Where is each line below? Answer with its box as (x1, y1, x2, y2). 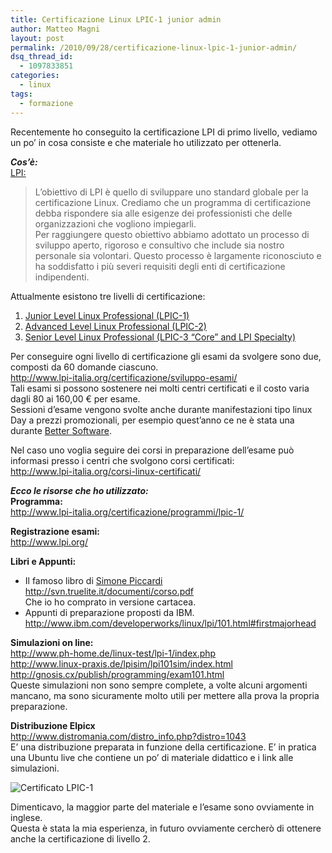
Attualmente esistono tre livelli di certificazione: (10, 290, 206, 302)
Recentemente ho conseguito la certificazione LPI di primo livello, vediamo (10, 126, 318, 138)
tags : (10, 89, 33, 99)
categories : (10, 71, 60, 81)
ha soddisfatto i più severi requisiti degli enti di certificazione (34, 260, 286, 272)
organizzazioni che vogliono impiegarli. (34, 217, 197, 230)
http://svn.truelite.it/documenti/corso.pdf (24, 585, 194, 597)
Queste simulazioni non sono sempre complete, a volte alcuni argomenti (10, 679, 308, 691)
